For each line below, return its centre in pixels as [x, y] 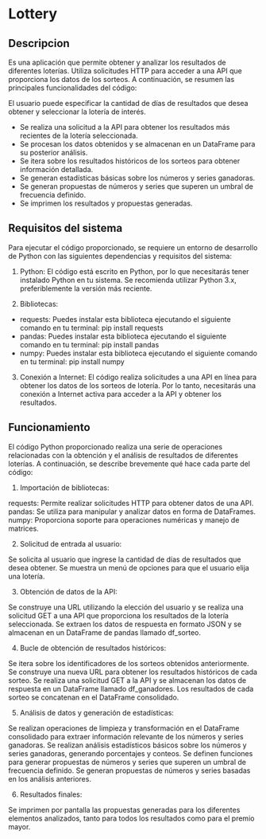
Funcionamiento [49, 427]
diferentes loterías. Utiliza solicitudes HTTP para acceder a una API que [125, 71]
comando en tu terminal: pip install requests [92, 327]
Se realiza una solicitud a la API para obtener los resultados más [125, 127]
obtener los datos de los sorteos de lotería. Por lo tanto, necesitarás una [138, 385]
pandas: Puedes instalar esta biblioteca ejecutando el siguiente [123, 336]
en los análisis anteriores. [50, 778]
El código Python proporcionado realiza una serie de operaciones [116, 446]
